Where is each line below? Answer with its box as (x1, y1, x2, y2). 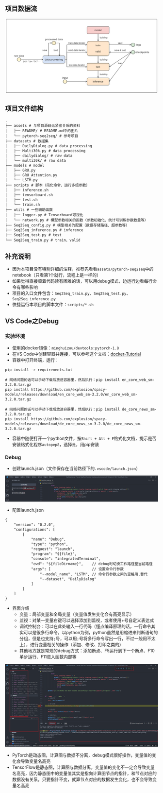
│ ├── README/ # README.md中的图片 (5, 128, 79, 134)
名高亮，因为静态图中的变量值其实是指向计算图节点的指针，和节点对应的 (12, 770, 157, 776)
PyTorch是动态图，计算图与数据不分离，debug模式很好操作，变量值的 (12, 752, 152, 758)
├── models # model (5, 163, 45, 168)
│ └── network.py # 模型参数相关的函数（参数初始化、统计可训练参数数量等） (5, 218, 148, 223)
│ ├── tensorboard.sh (5, 192, 53, 198)
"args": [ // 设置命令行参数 (31, 567, 124, 571)
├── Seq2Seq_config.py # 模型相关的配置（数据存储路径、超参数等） (5, 223, 130, 228)
